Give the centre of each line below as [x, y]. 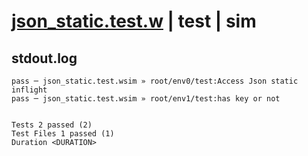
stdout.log [44, 58]
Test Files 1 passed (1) [63, 134]
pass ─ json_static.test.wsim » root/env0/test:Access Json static [155, 81]
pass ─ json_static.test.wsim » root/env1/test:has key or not [146, 99]
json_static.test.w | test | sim [134, 21]
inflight [29, 90]
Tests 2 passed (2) [52, 125]
